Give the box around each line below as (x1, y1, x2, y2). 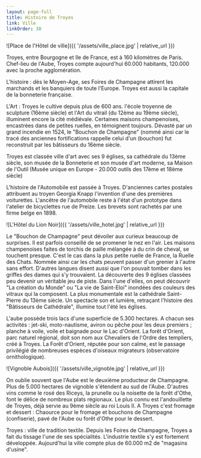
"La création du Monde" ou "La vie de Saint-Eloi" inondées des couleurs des (6, 284, 196, 291)
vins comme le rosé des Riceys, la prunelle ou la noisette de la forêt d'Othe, (6, 389, 193, 397)
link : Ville (6, 20, 36, 26)
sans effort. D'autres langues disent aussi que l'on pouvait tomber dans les (6, 265, 191, 272)
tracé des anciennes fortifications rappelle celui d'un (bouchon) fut (6, 135, 172, 142)
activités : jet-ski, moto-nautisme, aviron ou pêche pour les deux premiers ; (6, 321, 192, 328)
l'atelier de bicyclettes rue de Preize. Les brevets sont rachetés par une (6, 203, 182, 210)
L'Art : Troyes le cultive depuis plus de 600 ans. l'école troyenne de (6, 103, 172, 110)
